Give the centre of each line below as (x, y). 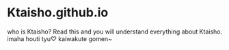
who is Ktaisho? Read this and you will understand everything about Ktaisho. (115, 32)
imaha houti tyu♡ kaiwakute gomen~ (60, 38)
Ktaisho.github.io (58, 13)
